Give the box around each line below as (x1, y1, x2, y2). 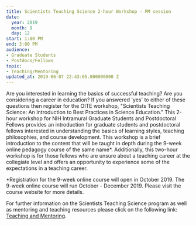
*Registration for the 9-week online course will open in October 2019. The (6, 176, 185, 183)
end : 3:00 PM (6, 42, 38, 47)
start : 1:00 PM (6, 36, 43, 42)
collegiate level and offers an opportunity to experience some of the (6, 159, 170, 166)
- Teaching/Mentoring (6, 69, 59, 74)
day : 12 (11, 30, 30, 36)
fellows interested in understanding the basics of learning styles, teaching (6, 127, 184, 135)
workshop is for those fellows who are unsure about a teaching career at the (6, 152, 190, 159)
